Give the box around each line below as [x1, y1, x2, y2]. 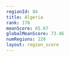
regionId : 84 [6, 8, 38, 15]
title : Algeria [6, 14, 44, 20]
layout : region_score [6, 42, 59, 48]
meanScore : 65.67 [6, 25, 49, 31]
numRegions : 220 [6, 36, 46, 42]
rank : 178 [6, 20, 31, 26]
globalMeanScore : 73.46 [6, 31, 65, 37]
